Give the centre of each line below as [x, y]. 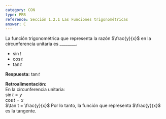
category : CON [20, 10]
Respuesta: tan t [23, 74]
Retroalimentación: [26, 84]
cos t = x [14, 100]
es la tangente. [21, 111]
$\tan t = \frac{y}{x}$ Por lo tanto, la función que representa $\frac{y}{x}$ [83, 106]
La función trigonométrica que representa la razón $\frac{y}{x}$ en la [78, 38]
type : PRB [16, 15]
